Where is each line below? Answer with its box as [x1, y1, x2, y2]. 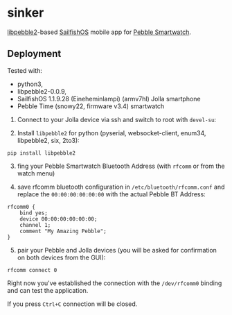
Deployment [7, 48, 62, 60]
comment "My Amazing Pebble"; [19, 228, 107, 235]
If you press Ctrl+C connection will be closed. [7, 300, 138, 308]
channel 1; [19, 221, 51, 228]
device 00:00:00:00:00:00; [19, 215, 98, 223]
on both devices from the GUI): [17, 253, 106, 262]
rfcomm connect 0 [7, 266, 57, 273]
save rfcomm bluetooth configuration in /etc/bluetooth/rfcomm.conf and [17, 182, 225, 191]
